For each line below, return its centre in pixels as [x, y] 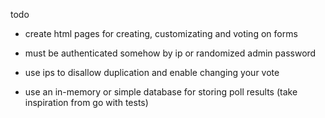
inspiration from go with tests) [86, 102]
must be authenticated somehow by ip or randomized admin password [170, 53]
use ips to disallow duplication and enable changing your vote [152, 72]
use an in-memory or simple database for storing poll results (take [161, 92]
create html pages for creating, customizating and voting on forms [161, 33]
